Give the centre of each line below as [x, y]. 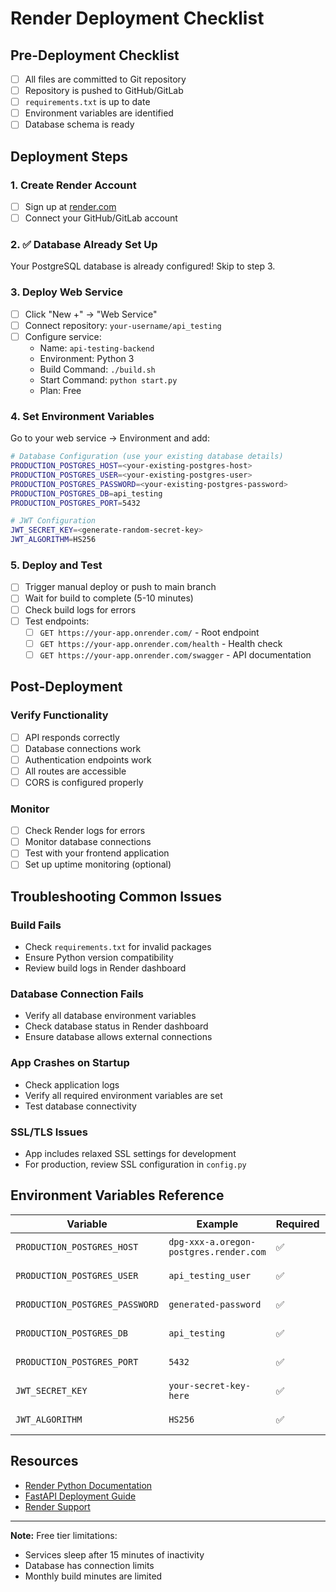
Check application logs [72, 1084]
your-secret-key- [210, 1385]
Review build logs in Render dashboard [105, 968]
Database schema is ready [79, 124]
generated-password [215, 1304]
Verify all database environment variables [110, 1016]
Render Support [57, 1506]
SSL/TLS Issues [49, 1132]
